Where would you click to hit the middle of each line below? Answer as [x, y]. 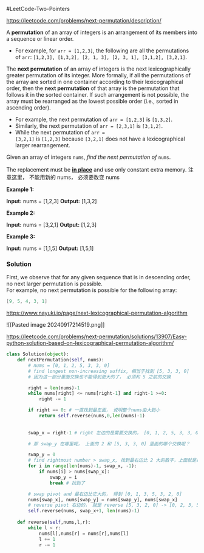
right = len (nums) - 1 [54, 388]
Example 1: [20, 189]
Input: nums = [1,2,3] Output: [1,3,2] [52, 201]
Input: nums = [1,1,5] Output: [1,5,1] [50, 248]
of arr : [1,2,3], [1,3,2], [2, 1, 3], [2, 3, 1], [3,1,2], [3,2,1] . [101, 57]
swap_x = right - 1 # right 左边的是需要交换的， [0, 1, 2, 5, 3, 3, [110, 433]
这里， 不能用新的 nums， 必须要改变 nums [66, 177]
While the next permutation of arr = [60, 132]
